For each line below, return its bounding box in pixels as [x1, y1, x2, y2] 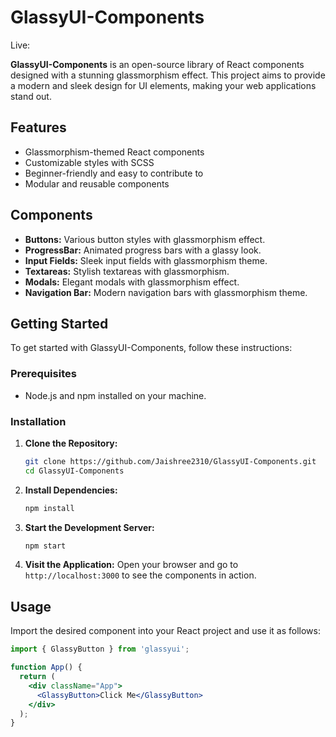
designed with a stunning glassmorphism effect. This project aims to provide [10, 69, 326, 81]
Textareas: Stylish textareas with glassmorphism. [24, 265, 230, 277]
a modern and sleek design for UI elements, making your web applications [10, 79, 317, 91]
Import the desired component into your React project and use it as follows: [10, 625, 321, 637]
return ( [19, 672, 56, 682]
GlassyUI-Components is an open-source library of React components [10, 58, 305, 70]
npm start [24, 541, 67, 551]
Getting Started [10, 315, 109, 332]
